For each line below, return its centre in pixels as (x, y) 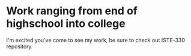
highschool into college (66, 24)
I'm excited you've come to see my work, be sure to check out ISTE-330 (95, 40)
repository (19, 46)
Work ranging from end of (72, 11)
